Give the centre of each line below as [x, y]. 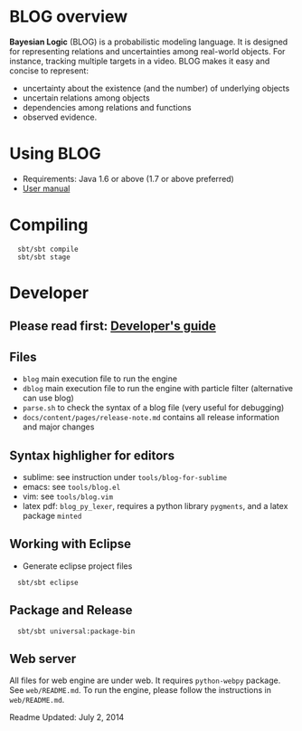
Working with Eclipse [71, 544]
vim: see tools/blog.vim [68, 496]
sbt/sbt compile [48, 249]
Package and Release [71, 610]
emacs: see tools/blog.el [71, 487]
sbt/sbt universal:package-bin [76, 631]
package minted [52, 516]
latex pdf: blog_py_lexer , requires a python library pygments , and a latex [155, 506]
